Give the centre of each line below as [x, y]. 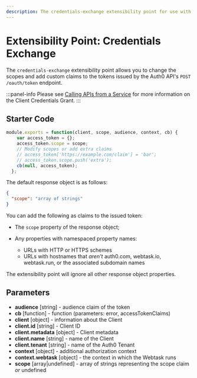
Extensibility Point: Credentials [83, 41]
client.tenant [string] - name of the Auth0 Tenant [75, 345]
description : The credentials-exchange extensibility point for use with [99, 12]
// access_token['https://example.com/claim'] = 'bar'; [87, 155]
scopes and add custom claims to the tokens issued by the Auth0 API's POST [98, 76]
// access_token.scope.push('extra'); [64, 160]
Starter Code [30, 119]
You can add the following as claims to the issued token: [74, 216]
